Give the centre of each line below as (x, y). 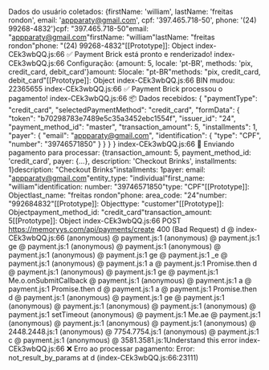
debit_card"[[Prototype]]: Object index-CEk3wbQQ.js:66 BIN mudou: (122, 80)
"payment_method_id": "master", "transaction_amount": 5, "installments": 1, (133, 127)
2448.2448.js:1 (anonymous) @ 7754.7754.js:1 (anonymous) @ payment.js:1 (134, 331)
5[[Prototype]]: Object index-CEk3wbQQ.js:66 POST (95, 221)
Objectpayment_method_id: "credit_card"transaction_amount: (110, 212)
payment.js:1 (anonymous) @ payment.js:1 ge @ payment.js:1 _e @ (118, 255)
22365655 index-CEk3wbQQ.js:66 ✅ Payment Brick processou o (116, 89)
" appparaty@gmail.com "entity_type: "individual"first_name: (107, 178)
